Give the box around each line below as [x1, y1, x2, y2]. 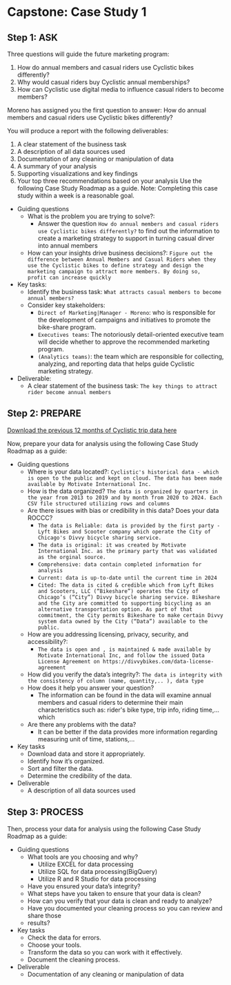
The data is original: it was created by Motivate [37, 541, 187, 549]
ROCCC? [27, 514, 53, 522]
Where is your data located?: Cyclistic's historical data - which [27, 467, 219, 476]
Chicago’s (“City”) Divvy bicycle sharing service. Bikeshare [37, 594, 221, 601]
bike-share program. [37, 323, 97, 331]
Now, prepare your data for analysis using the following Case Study [7, 439, 199, 447]
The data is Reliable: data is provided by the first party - [37, 522, 221, 529]
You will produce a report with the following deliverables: [7, 127, 169, 135]
